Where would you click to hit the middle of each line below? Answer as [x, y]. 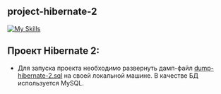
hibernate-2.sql [40, 75]
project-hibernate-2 [52, 12]
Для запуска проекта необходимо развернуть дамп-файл [105, 68]
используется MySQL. [51, 83]
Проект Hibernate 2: [54, 51]
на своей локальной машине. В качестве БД [131, 75]
